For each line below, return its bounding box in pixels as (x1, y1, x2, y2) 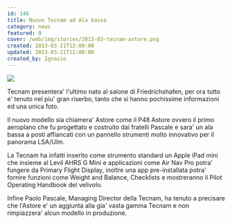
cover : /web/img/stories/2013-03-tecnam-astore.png (7, 36, 159, 43)
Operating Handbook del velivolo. (7, 180, 102, 189)
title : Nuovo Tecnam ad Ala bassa (7, 17, 107, 24)
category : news (7, 23, 51, 30)
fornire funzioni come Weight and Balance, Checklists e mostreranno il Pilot (7, 173, 223, 181)
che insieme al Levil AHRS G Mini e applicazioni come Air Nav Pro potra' (7, 158, 213, 166)
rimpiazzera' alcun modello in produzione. (7, 209, 127, 217)
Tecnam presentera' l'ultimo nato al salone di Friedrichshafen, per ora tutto (7, 87, 221, 96)
